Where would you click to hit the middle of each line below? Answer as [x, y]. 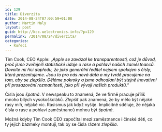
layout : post [18, 28]
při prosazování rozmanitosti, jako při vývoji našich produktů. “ [67, 85]
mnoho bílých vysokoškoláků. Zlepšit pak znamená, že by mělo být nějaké [79, 99]
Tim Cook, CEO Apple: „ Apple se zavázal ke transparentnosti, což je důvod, [81, 59]
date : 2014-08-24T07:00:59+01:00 [39, 18]
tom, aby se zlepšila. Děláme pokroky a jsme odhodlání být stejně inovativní [81, 80]
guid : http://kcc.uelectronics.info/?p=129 [50, 32]
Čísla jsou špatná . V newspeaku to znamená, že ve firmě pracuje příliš [75, 94]
